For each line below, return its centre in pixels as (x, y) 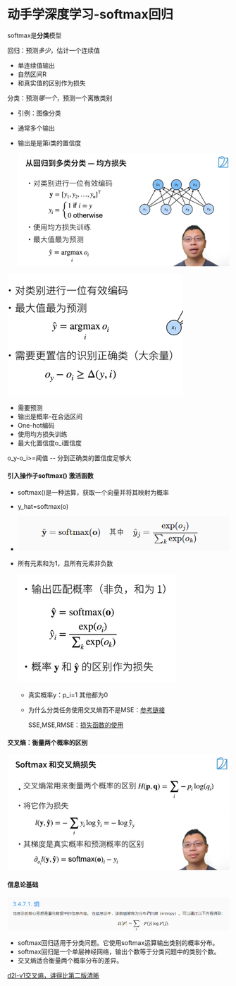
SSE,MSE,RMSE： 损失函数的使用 (76, 725)
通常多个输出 (36, 128)
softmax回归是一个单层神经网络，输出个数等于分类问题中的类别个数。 (119, 952)
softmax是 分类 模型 (35, 35)
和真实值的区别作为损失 (51, 83)
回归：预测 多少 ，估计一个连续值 (54, 50)
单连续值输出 (36, 65)
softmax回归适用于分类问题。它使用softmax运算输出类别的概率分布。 (118, 943)
